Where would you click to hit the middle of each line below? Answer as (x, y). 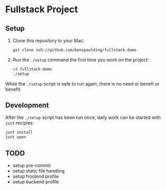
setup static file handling (39, 171)
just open (16, 137)
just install (19, 132)
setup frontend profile (36, 176)
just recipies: (20, 123)
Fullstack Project (42, 9)
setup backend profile (36, 182)
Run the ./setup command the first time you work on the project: (81, 59)
